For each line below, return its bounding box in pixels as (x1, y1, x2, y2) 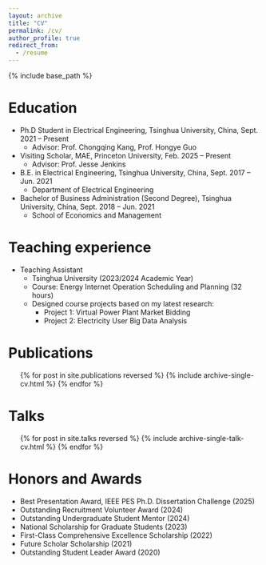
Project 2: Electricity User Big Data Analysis (43, 315, 188, 325)
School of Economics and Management (31, 210, 162, 220)
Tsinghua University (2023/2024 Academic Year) (31, 273, 194, 282)
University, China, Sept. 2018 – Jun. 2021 (19, 202, 155, 211)
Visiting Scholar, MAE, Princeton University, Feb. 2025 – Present (19, 150, 232, 160)
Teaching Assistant (19, 265, 83, 274)
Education (8, 99, 77, 117)
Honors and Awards (8, 470, 142, 488)
